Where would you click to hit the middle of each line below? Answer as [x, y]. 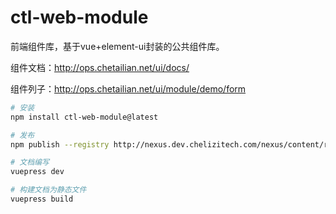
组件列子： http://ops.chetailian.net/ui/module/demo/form [128, 88]
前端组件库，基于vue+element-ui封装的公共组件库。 [117, 46]
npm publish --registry [60, 144]
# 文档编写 [30, 162]
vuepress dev [37, 172]
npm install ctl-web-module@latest [84, 117]
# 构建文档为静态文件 [48, 190]
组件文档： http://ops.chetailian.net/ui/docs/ [100, 67]
